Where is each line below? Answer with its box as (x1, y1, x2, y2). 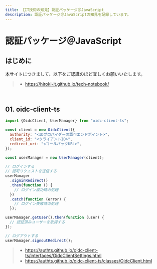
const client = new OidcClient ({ (5, 127, 75, 133)
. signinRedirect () (10, 178, 49, 183)
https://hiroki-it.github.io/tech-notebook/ (25, 81, 109, 87)
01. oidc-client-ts (5, 105, 60, 113)
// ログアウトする (5, 233, 39, 238)
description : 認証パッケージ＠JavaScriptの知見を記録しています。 (5, 12, 131, 17)
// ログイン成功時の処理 (14, 187, 59, 192)
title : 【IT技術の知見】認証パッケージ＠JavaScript (5, 7, 104, 13)
